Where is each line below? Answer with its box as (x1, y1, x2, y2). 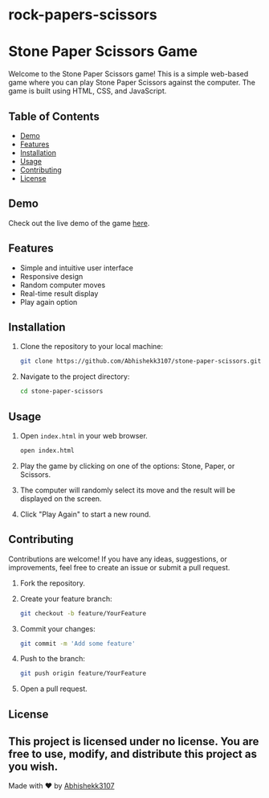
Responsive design (19, 271, 84, 281)
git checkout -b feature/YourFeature (19, 609, 147, 617)
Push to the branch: (19, 654, 86, 664)
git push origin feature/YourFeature (19, 669, 147, 677)
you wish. (8, 760, 59, 774)
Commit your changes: (19, 623, 96, 633)
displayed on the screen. (19, 493, 102, 504)
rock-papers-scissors (8, 6, 158, 24)
